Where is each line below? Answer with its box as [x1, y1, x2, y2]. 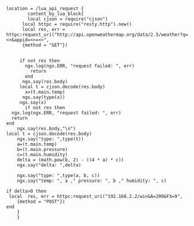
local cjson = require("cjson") [27, 16, 109, 22]
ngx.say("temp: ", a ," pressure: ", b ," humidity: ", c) [17, 178, 167, 184]
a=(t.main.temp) [17, 141, 58, 147]
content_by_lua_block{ [27, 11, 84, 17]
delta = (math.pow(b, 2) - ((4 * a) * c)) [17, 157, 124, 163]
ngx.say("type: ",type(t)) [17, 136, 84, 142]
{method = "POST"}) [17, 199, 66, 205]
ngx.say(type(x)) [21, 94, 66, 100]
